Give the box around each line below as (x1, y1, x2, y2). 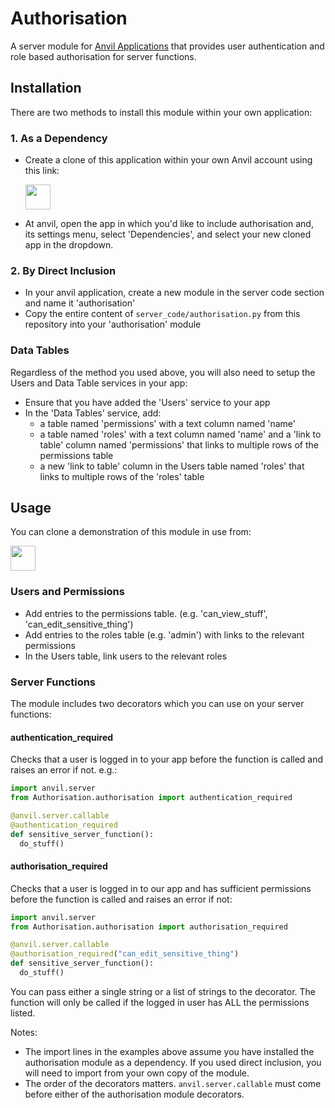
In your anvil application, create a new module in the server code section (24, 287, 325, 299)
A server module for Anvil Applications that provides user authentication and (10, 40, 325, 52)
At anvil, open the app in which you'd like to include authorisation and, (24, 218, 314, 230)
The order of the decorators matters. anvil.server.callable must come (24, 1077, 322, 1089)
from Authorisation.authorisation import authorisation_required (10, 922, 288, 932)
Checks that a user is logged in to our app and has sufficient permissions (10, 882, 312, 894)
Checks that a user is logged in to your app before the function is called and (10, 753, 324, 766)
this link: (24, 165, 60, 177)
